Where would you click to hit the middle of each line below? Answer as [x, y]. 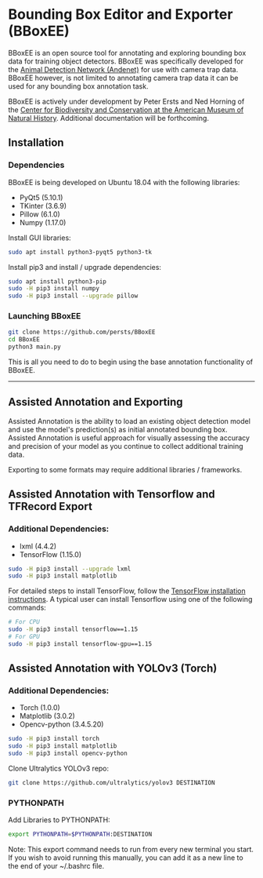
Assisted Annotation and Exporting [95, 402]
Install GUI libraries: [40, 238]
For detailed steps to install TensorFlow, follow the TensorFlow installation [127, 591]
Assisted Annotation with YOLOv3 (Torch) [113, 669]
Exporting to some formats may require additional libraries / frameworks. [125, 469]
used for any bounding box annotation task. [78, 86]
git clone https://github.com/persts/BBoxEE [82, 332]
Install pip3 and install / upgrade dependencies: [85, 267]
